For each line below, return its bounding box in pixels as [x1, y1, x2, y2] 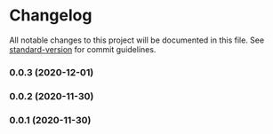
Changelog [9, 5, 92, 26]
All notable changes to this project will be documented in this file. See [9, 35, 265, 45]
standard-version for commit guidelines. [9, 43, 157, 54]
